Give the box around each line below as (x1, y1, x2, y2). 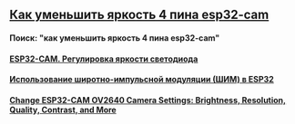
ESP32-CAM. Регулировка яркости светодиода (9, 53, 198, 64)
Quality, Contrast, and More (9, 104, 117, 115)
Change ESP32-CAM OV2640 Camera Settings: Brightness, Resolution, (9, 94, 287, 105)
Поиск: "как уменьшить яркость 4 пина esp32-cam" (9, 32, 220, 43)
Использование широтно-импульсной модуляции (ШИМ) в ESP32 (9, 74, 275, 85)
